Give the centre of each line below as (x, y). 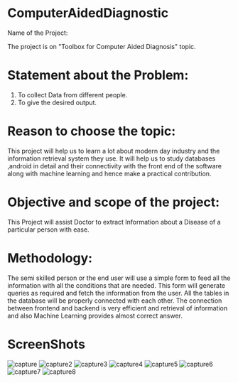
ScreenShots (46, 344)
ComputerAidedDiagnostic (88, 13)
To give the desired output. (57, 102)
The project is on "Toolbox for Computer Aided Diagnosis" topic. (102, 46)
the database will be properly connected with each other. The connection (115, 301)
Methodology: (50, 258)
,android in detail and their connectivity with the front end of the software (115, 166)
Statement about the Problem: (98, 75)
